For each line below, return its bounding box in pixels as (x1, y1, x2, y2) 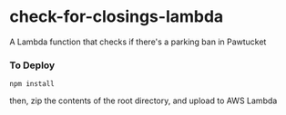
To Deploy (9, 59, 56, 72)
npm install (9, 80, 55, 89)
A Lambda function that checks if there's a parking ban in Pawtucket (9, 36, 267, 47)
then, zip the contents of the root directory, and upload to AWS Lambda (9, 95, 278, 106)
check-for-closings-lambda (9, 6, 224, 27)
